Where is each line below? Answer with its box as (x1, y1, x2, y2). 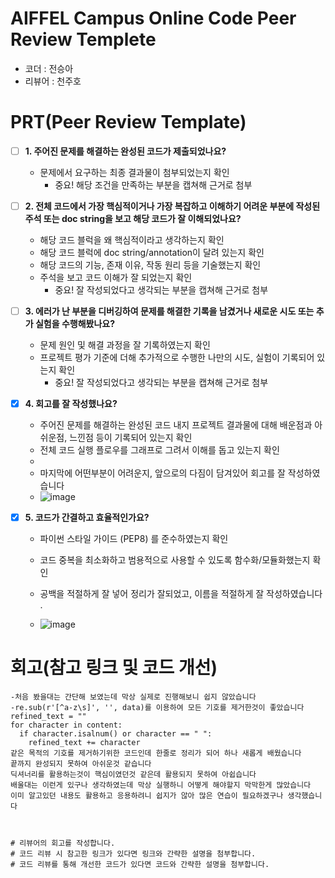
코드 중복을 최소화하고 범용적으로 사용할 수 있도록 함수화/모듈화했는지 (39, 554, 311, 566)
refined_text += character (28, 738, 141, 748)
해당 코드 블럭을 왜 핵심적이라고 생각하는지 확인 (39, 234, 225, 246)
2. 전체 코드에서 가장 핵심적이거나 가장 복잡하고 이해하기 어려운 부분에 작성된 (24, 200, 321, 212)
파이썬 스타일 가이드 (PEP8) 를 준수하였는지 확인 (39, 533, 229, 545)
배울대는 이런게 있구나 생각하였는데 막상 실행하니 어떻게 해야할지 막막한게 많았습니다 (10, 780, 312, 791)
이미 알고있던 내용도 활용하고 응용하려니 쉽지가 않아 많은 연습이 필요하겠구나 (10, 791, 284, 801)
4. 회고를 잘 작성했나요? (24, 398, 118, 410)
